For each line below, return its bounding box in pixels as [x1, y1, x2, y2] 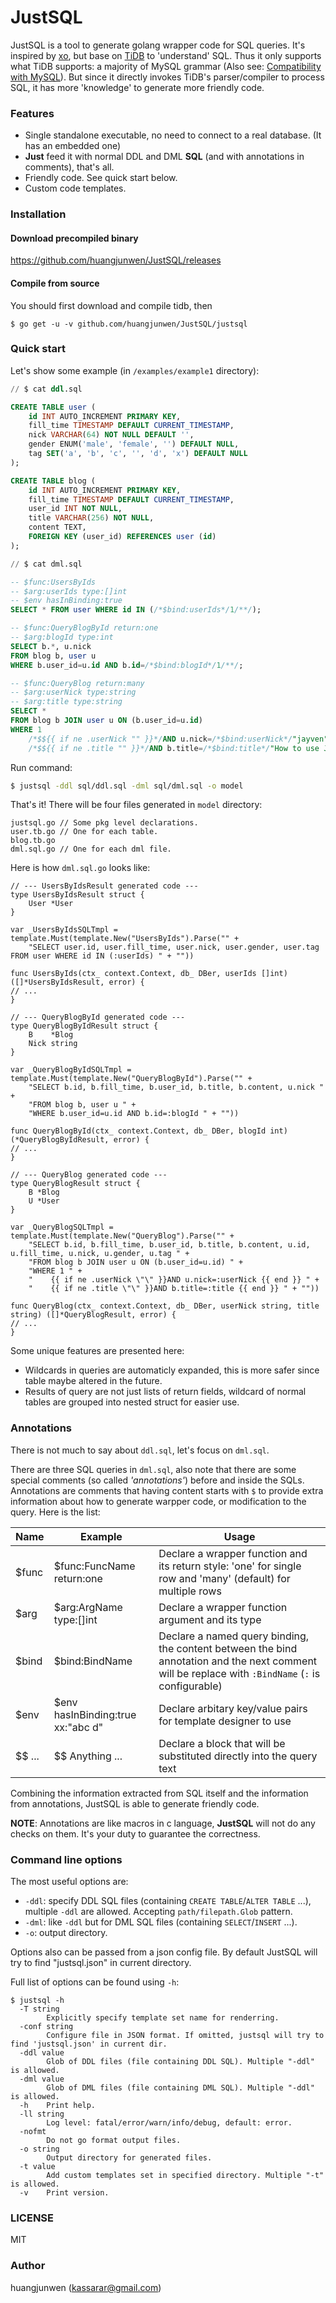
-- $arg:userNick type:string [10, 687, 137, 698]
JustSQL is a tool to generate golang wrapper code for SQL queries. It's [10, 39, 306, 51]
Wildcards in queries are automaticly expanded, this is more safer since [24, 1364, 320, 1376]
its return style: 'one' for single [158, 1559, 302, 1573]
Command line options [10, 1852, 123, 1866]
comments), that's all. [24, 161, 115, 173]
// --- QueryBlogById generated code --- [10, 1012, 186, 1023]
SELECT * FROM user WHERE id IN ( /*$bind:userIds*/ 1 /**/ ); [10, 605, 262, 615]
